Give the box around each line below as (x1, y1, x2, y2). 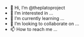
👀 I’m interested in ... (10, 10, 53, 16)
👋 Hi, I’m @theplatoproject (10, 5, 65, 10)
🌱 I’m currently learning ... (10, 15, 65, 21)
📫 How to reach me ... (10, 26, 58, 32)
